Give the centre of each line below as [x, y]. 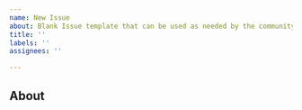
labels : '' [30, 43]
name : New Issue [40, 18]
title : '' [28, 34]
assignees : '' [36, 51]
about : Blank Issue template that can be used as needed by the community [152, 26]
